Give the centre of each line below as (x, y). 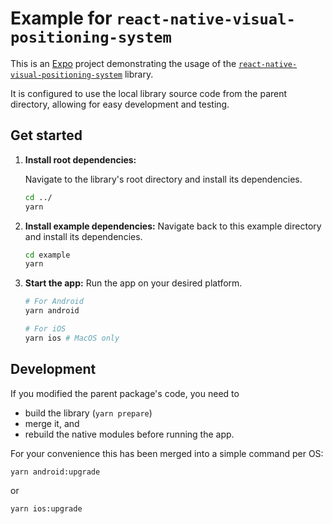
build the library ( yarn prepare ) (88, 413)
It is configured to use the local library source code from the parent (149, 93)
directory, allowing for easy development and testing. (120, 104)
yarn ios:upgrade (46, 509)
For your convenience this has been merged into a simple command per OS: (167, 453)
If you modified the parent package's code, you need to (125, 393)
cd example (47, 255)
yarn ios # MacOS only (72, 338)
